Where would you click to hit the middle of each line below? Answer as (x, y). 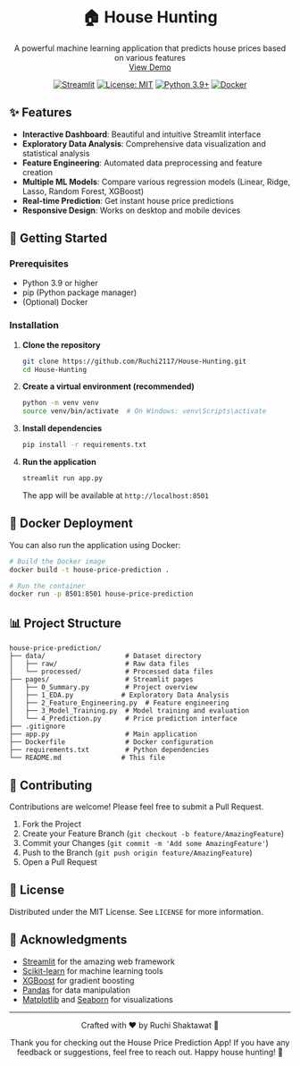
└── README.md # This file (87, 758)
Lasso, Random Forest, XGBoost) (83, 191)
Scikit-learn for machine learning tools (92, 970)
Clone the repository (61, 344)
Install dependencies (62, 428)
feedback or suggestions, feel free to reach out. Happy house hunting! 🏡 (150, 1052)
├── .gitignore (37, 727)
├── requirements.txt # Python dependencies (109, 750)
